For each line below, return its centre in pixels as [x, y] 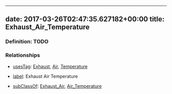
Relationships [23, 55]
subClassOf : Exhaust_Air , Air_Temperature [57, 86]
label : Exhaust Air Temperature [45, 76]
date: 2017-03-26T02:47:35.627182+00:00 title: [85, 19]
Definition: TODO [27, 42]
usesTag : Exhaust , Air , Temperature [50, 66]
